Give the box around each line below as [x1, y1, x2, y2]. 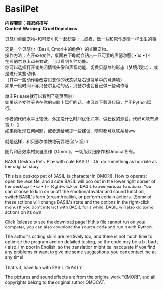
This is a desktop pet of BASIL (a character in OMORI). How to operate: [5, 173, 147, 179]
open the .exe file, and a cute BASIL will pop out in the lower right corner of [5, 178, 156, 184]
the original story [5, 164, 39, 169]
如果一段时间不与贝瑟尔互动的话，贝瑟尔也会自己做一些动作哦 [5, 83, 129, 88]
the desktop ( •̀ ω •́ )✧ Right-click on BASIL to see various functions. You [5, 183, 152, 189]
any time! [5, 254, 24, 260]
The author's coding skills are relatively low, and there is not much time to [5, 233, 153, 239]
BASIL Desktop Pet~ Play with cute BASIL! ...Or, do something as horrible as [5, 158, 157, 164]
